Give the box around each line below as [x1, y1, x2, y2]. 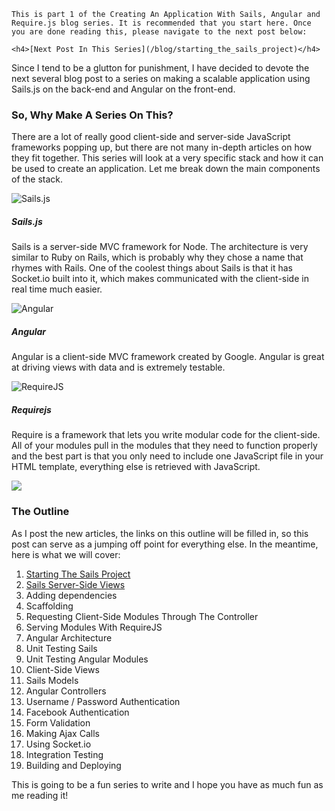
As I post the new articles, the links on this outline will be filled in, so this [11, 527, 309, 539]
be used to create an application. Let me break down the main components [11, 163, 321, 175]
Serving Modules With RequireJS [25, 621, 163, 633]
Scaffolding [25, 600, 74, 612]
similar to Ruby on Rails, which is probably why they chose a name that [11, 251, 304, 264]
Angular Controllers [25, 685, 107, 697]
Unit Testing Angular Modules [25, 653, 149, 665]
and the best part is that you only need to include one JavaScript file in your [11, 450, 324, 462]
